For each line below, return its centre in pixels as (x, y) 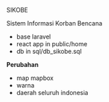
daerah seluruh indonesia (52, 93)
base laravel (34, 37)
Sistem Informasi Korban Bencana (54, 23)
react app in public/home (52, 44)
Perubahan (23, 64)
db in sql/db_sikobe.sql (49, 51)
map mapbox (35, 78)
